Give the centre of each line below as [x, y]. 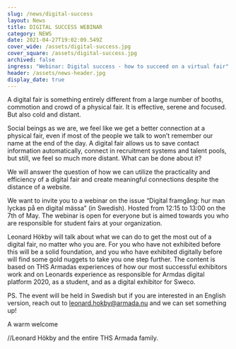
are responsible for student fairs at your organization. [85, 223]
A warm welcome [33, 324]
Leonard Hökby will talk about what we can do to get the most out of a [110, 237]
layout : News [26, 20]
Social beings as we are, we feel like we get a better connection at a [106, 129]
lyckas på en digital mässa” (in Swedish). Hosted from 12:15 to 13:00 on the [117, 208]
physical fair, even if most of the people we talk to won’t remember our [110, 136]
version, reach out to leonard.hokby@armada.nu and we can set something [117, 303]
